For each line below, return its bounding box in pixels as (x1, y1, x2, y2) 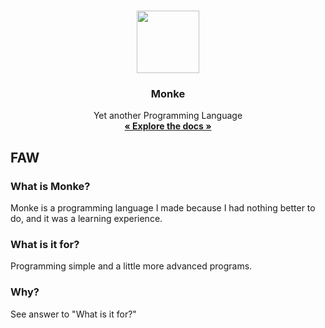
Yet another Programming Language (93, 110, 243, 122)
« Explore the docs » (124, 120, 212, 132)
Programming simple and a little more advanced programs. (10, 260, 253, 272)
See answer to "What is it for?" (10, 308, 137, 320)
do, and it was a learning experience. (10, 212, 163, 224)
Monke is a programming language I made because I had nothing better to (10, 201, 316, 214)
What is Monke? (10, 179, 91, 193)
